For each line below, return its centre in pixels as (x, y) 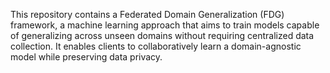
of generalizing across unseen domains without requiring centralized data (162, 35)
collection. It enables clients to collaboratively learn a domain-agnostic (156, 46)
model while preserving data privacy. (86, 57)
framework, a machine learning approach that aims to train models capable (165, 25)
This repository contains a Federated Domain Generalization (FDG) (147, 14)
